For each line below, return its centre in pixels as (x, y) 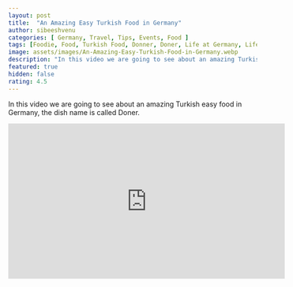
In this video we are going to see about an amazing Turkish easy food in (125, 104)
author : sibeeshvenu (42, 30)
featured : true (33, 67)
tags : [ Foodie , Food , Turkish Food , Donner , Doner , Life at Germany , (125, 45)
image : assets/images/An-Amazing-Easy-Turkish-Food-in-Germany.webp (123, 52)
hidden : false (32, 74)
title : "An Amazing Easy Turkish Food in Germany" (95, 23)
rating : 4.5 (28, 81)
